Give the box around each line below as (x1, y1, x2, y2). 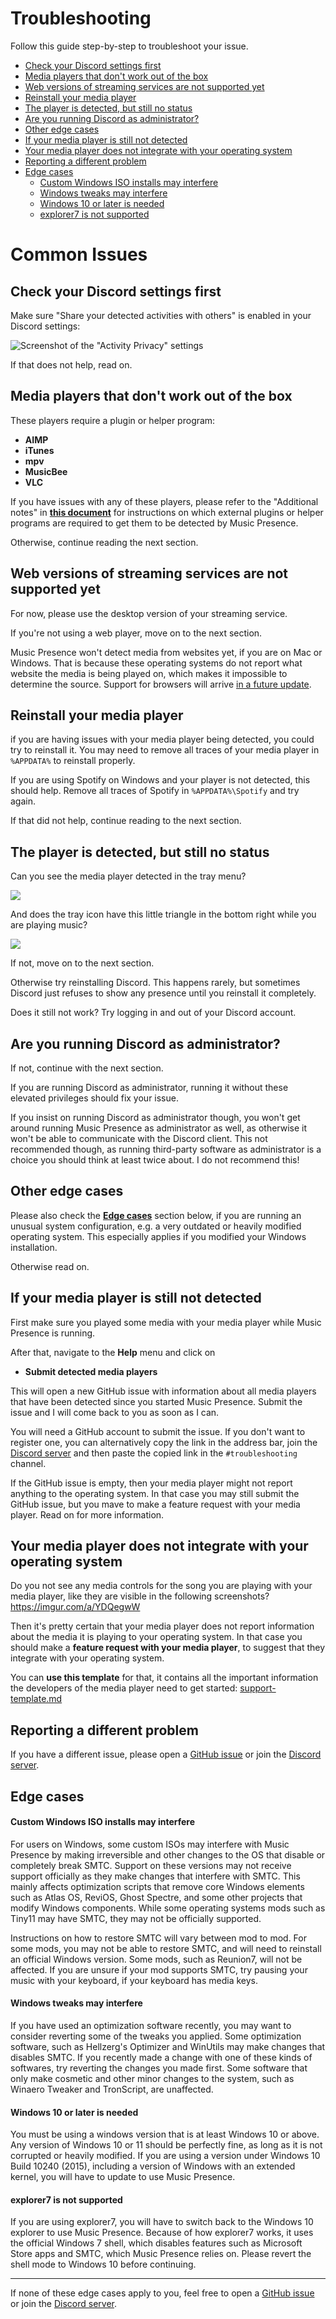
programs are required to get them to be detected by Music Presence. (10, 517, 299, 529)
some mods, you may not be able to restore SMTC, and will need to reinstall (10, 1942, 322, 1954)
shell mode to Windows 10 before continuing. (10, 2258, 197, 2271)
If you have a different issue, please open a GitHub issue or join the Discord (10, 1748, 322, 1761)
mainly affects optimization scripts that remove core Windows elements (10, 1880, 305, 1892)
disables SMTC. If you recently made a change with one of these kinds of (10, 2052, 313, 2064)
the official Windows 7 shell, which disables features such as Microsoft (10, 2237, 303, 2249)
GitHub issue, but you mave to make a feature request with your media (10, 1498, 301, 1510)
